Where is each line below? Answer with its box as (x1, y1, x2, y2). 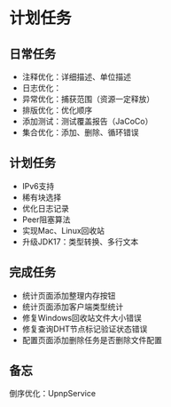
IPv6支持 (21, 180, 55, 191)
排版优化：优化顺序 (21, 105, 93, 116)
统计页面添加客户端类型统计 (21, 301, 124, 312)
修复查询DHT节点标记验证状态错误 (21, 323, 148, 334)
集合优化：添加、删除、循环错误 (21, 127, 139, 138)
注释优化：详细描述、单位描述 (21, 72, 131, 82)
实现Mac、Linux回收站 (21, 225, 105, 235)
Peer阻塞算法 (21, 214, 71, 225)
